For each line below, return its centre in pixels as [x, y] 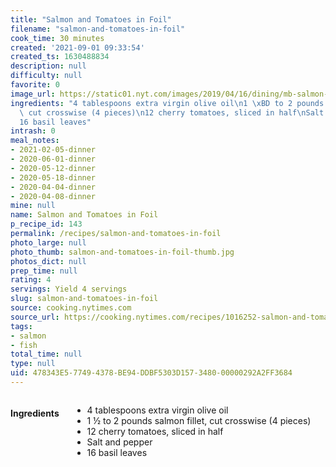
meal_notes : [35, 141]
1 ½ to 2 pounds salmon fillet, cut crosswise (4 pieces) [199, 420]
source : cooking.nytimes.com [71, 308]
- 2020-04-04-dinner [53, 187]
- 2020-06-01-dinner [53, 159]
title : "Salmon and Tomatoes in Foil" [91, 19]
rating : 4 [31, 280]
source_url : [35, 317]
